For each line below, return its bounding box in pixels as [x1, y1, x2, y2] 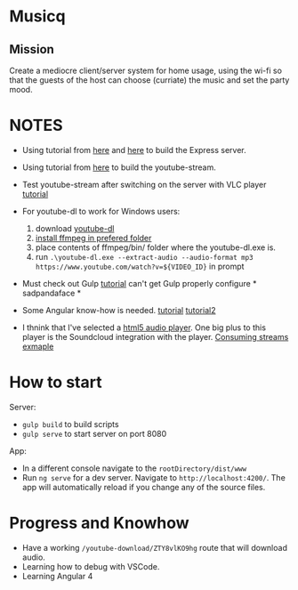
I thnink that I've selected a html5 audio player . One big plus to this [21, 322, 267, 333]
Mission [9, 42, 55, 57]
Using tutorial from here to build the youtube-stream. [21, 162, 216, 173]
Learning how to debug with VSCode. [21, 561, 160, 571]
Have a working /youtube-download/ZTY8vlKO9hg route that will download [21, 542, 287, 553]
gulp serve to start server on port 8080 [21, 428, 167, 439]
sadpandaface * [21, 287, 82, 298]
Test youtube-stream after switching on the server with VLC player [21, 179, 267, 190]
